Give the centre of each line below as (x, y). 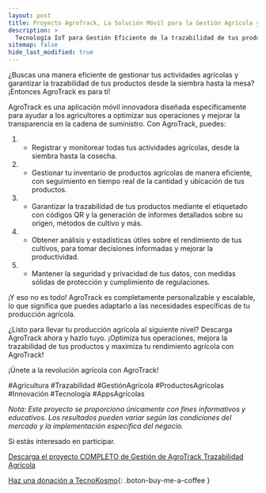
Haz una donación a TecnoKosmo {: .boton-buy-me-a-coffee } (109, 480)
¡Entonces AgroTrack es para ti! (59, 91)
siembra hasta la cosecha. (74, 156)
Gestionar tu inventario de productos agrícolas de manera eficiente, (142, 173)
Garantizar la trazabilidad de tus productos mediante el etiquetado (139, 206)
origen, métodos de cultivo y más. (87, 223)
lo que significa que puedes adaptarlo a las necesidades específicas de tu (129, 306)
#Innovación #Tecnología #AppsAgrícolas (76, 394)
